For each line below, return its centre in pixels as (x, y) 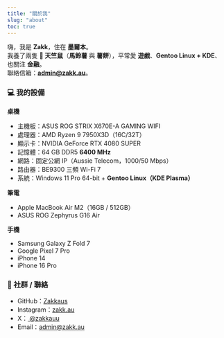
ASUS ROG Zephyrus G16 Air (59, 215)
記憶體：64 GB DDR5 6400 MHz (64, 152)
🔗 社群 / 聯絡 (28, 285)
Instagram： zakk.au (46, 310)
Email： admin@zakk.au (51, 327)
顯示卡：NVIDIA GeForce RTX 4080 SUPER (79, 143)
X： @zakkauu (38, 318)
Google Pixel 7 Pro (44, 251)
